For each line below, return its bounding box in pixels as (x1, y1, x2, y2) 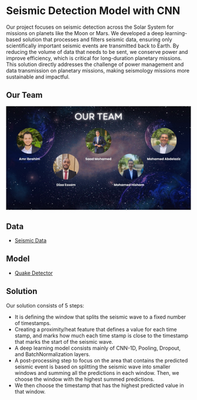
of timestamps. (14, 319, 51, 326)
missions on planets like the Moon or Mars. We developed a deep (6, 29, 164, 36)
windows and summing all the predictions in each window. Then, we (14, 369, 179, 376)
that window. (14, 388, 46, 395)
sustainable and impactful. (6, 73, 70, 80)
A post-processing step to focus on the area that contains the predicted (14, 357, 188, 364)
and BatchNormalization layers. (14, 350, 91, 358)
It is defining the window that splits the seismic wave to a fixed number (14, 313, 186, 320)
